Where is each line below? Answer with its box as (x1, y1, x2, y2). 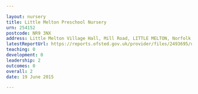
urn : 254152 (6, 25, 35, 31)
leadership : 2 (6, 57, 41, 63)
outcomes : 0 (6, 63, 35, 69)
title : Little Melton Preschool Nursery (6, 19, 107, 25)
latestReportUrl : (6, 41, 49, 47)
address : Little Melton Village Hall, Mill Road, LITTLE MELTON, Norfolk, (6, 36, 194, 42)
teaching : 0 (6, 46, 35, 53)
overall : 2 (6, 68, 33, 74)
